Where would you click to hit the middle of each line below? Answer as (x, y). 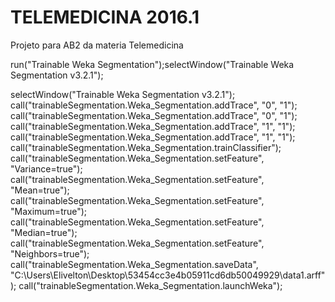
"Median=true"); (44, 232)
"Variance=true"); (46, 168)
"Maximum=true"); (49, 211)
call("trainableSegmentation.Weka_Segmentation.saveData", (134, 264)
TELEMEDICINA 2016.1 (105, 17)
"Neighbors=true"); (50, 253)
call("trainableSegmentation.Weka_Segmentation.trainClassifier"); (146, 147)
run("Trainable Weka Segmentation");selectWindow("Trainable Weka (152, 64)
